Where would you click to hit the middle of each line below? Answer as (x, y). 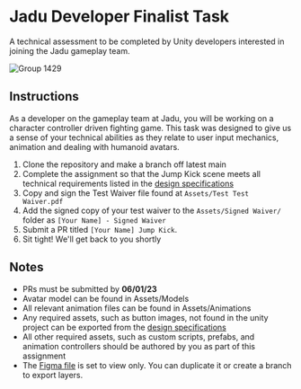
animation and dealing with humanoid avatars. (94, 146)
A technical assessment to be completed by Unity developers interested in (147, 41)
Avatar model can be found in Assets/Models (106, 298)
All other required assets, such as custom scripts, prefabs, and (138, 336)
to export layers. (53, 375)
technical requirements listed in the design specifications (128, 183)
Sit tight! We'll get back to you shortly (92, 239)
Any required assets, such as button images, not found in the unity (145, 317)
